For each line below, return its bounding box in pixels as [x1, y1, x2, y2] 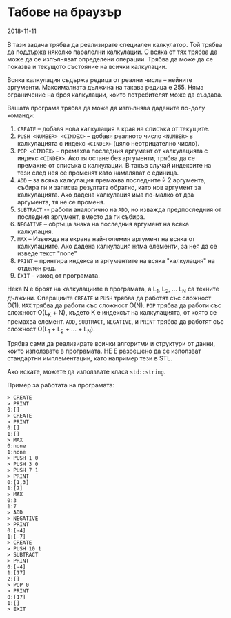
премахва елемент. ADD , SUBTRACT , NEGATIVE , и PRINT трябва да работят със [7, 317, 224, 325]
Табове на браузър [7, 4, 122, 20]
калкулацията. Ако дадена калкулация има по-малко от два [17, 191, 194, 199]
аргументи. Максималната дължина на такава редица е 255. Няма [7, 83, 204, 91]
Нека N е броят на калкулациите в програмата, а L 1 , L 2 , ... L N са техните [7, 284, 219, 294]
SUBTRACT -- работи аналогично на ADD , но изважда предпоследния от [17, 205, 222, 213]
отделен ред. [17, 264, 57, 272]
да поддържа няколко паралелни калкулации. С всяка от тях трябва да [7, 48, 218, 56]
